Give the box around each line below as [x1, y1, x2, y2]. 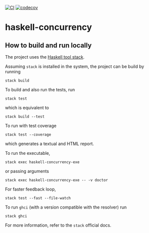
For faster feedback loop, [5, 186, 56, 192]
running [5, 69, 21, 74]
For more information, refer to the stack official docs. [5, 222, 111, 228]
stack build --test [5, 114, 45, 119]
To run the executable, [5, 150, 50, 156]
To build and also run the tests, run [5, 87, 75, 92]
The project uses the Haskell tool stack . [5, 54, 85, 60]
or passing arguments [5, 169, 49, 174]
